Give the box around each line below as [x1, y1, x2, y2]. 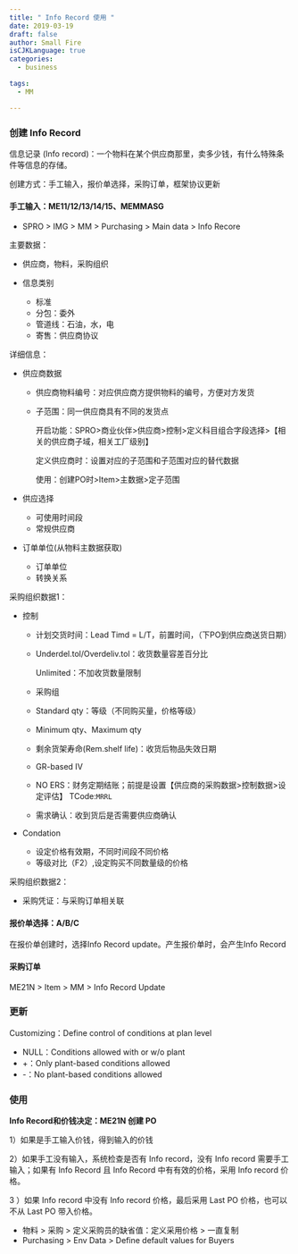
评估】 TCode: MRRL [43, 791, 113, 802]
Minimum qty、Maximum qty [35, 725, 142, 736]
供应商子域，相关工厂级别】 [51, 436, 153, 447]
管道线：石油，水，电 [35, 319, 114, 330]
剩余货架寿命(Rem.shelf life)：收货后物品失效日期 [35, 744, 217, 754]
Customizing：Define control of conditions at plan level [9, 1027, 212, 1038]
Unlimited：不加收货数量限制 [35, 668, 141, 678]
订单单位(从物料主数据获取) [21, 543, 123, 553]
